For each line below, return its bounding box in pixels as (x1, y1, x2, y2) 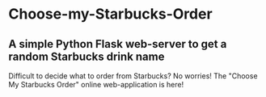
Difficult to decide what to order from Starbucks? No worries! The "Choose (8, 71, 258, 81)
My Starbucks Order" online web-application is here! (8, 80, 184, 89)
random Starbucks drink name (8, 49, 165, 63)
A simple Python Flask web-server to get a (8, 37, 227, 51)
